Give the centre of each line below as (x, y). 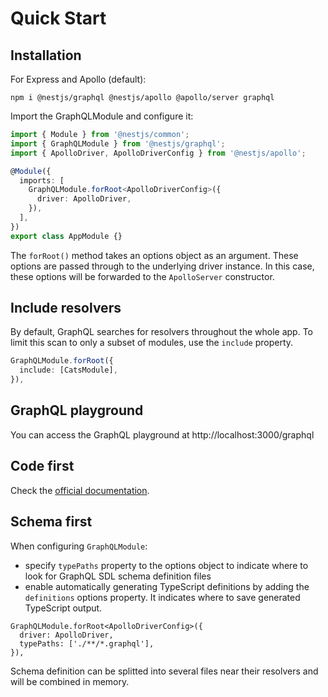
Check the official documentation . (80, 490)
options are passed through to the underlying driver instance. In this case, (162, 266)
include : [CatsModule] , (68, 370)
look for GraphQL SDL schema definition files (118, 576)
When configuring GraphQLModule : (79, 546)
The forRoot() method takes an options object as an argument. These (154, 255)
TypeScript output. (63, 608)
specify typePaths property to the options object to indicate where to (166, 565)
